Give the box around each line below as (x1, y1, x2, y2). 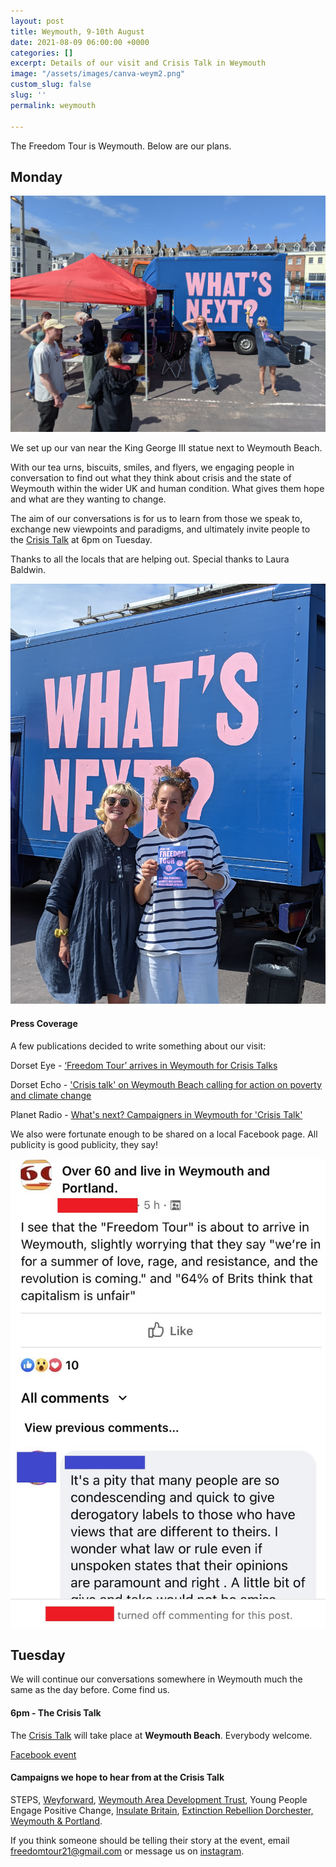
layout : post (10, 16, 65, 26)
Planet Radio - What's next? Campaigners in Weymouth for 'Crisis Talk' (10, 1108, 303, 1120)
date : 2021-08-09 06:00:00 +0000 (10, 37, 150, 47)
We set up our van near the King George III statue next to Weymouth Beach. (10, 442, 323, 454)
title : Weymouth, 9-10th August (10, 26, 145, 37)
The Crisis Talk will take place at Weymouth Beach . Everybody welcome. (10, 1729, 313, 1741)
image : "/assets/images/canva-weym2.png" (10, 69, 186, 79)
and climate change (10, 1089, 92, 1101)
